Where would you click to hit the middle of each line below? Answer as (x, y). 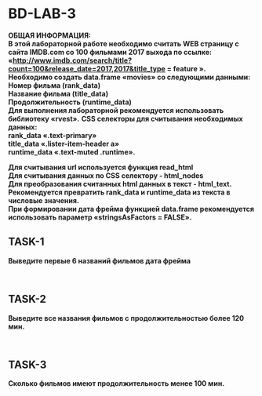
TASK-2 (27, 299)
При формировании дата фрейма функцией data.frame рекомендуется (131, 209)
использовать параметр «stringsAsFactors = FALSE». (100, 217)
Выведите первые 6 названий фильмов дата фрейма (99, 260)
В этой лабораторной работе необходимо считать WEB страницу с (124, 43)
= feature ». (186, 68)
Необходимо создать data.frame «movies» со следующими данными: (129, 77)
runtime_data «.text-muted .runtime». (72, 152)
